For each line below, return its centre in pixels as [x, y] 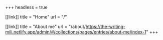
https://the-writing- [105, 26]
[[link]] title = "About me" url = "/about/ [46, 26]
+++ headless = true [26, 7]
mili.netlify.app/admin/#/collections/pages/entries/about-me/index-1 [76, 32]
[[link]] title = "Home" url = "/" [36, 17]
